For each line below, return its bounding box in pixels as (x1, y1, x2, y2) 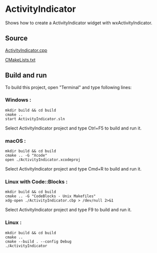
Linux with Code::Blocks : (5, 178, 68, 185)
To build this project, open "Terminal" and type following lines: (5, 84, 132, 90)
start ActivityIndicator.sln (5, 116, 65, 122)
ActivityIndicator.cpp (5, 47, 48, 53)
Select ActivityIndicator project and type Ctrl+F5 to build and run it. (5, 125, 142, 131)
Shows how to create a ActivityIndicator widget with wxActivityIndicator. (5, 20, 153, 26)
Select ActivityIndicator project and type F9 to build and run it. (5, 207, 132, 213)
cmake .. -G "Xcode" (5, 153, 48, 158)
